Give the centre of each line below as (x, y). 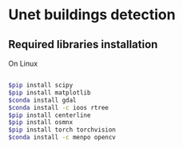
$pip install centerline (50, 115)
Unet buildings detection (92, 15)
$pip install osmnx (41, 123)
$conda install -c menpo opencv (62, 138)
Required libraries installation (83, 44)
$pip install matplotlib (50, 93)
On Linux (23, 63)
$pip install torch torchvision (62, 130)
